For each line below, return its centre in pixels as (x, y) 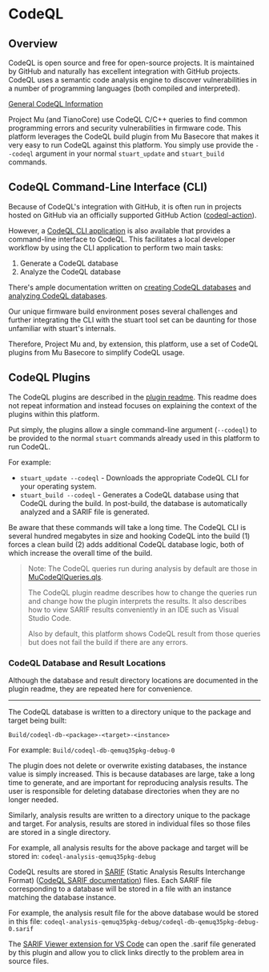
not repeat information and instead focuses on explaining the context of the (133, 405)
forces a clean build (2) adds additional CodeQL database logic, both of (126, 544)
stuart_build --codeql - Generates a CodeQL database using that (129, 495)
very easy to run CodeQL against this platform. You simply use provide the (131, 145)
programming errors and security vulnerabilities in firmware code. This (125, 128)
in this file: (25, 921)
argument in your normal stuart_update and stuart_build (130, 154)
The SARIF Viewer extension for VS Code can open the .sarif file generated (132, 944)
